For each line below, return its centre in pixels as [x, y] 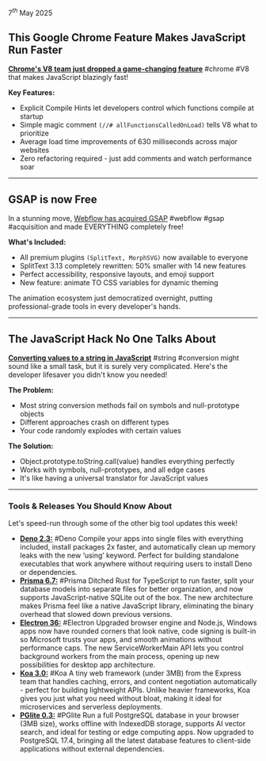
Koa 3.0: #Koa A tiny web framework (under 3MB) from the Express [130, 673]
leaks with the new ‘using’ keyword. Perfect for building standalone [129, 556]
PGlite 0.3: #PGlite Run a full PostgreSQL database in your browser [129, 715]
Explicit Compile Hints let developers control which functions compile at [137, 108]
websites [34, 150]
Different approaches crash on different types [94, 422]
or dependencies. [48, 573]
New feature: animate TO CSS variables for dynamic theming [119, 283]
